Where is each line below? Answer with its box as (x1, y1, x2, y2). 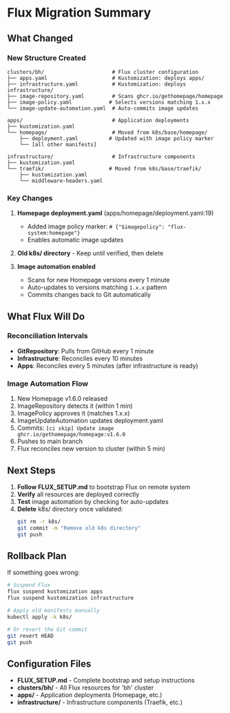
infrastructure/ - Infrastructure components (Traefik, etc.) (17, 699, 183, 707)
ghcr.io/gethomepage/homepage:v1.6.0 (17, 431, 126, 438)
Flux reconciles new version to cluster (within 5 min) (17, 445, 165, 453)
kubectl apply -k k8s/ (7, 613, 72, 621)
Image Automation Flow (7, 378, 88, 388)
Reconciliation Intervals (7, 331, 88, 341)
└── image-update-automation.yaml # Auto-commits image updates (7, 105, 198, 112)
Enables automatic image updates (27, 236, 124, 244)
